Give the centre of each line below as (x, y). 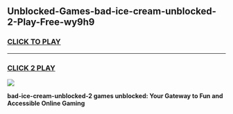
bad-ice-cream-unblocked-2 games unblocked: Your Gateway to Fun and (115, 95)
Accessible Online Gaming (46, 103)
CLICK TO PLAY (34, 42)
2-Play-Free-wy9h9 (51, 22)
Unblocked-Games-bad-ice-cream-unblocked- (112, 11)
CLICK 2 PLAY (31, 68)
